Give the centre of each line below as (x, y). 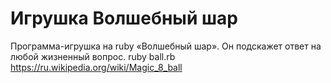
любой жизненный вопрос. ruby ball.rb (93, 56)
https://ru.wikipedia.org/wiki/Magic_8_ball (96, 67)
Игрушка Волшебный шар (124, 18)
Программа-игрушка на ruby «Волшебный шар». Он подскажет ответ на (166, 46)
